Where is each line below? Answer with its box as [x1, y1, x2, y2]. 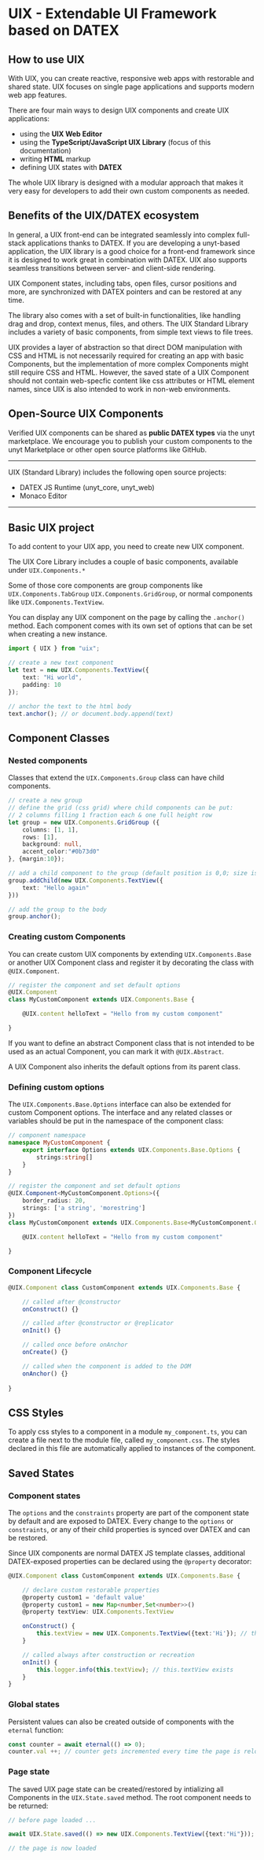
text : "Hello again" [22, 884, 90, 891]
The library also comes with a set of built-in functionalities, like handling [8, 310, 241, 319]
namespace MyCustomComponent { [8, 1139, 111, 1147]
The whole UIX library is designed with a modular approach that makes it [8, 178, 244, 187]
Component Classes [8, 731, 110, 744]
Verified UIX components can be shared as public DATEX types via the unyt [8, 428, 255, 437]
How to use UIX [8, 53, 85, 66]
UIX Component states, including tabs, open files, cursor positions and [8, 279, 237, 288]
